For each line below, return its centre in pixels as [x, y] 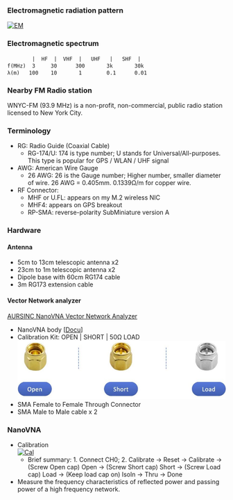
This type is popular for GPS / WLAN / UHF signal [98, 161]
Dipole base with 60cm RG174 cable [69, 277]
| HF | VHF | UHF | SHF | [86, 59]
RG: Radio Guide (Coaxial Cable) [63, 146]
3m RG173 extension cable [55, 284]
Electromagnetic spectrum [53, 44]
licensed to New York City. [45, 113]
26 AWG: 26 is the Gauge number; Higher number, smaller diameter [124, 175]
